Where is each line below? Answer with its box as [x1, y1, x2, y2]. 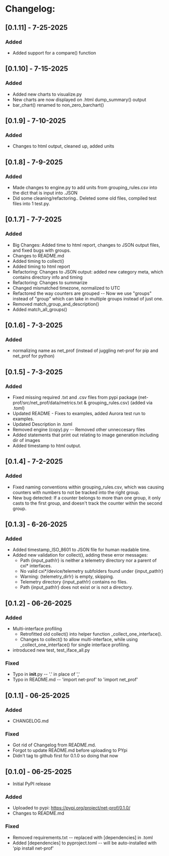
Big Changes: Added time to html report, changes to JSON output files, [12, 242, 160, 248]
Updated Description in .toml [12, 421, 73, 427]
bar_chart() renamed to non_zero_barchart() [12, 102, 104, 108]
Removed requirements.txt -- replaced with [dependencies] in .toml [12, 834, 153, 840]
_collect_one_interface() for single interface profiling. [20, 642, 130, 648]
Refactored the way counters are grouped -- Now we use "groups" [12, 290, 152, 296]
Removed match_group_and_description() [12, 301, 99, 307]
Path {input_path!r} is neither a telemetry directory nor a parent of [20, 557, 157, 564]
